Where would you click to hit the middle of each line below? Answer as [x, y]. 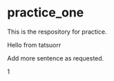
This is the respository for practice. [57, 32]
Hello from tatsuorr [34, 45]
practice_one [46, 13]
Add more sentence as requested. [56, 58]
